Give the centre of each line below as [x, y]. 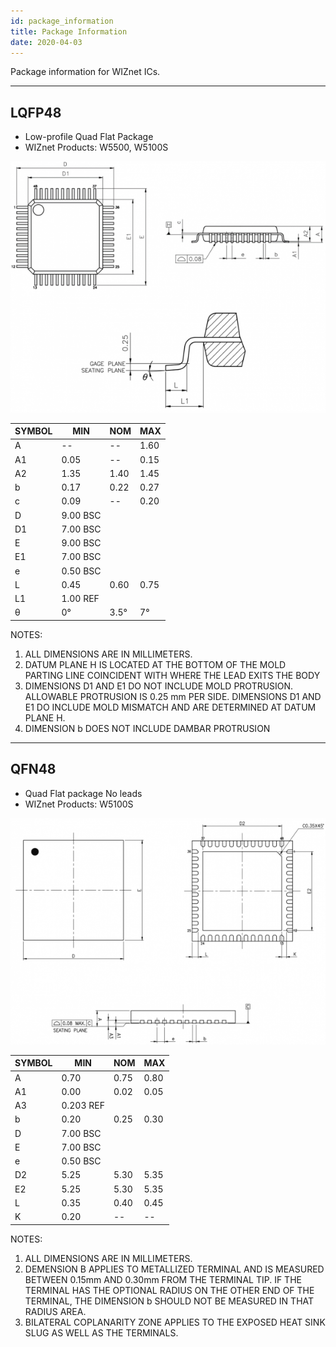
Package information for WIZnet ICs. [85, 72]
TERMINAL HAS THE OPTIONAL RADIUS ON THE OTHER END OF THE [169, 1290]
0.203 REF [83, 1106]
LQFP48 [36, 112]
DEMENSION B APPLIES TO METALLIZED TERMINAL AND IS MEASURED [174, 1269]
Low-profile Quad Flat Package [89, 137]
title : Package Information [69, 31]
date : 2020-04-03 [46, 42]
